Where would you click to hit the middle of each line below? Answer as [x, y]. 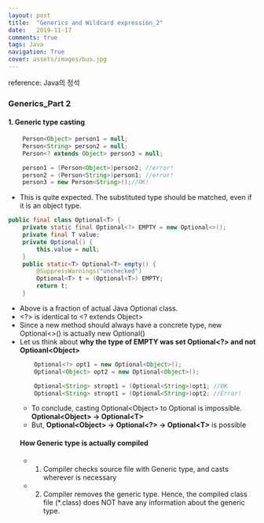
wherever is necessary [80, 477]
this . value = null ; [68, 249]
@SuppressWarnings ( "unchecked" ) [90, 271]
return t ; [52, 286]
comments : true [33, 37]
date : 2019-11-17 [40, 30]
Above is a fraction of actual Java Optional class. [99, 308]
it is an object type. [51, 206]
